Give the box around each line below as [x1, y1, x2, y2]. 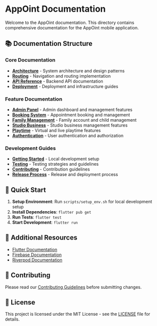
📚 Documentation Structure [5, 40, 93, 48]
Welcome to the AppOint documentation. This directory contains [5, 20, 135, 25]
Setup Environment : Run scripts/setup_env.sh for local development [12, 199, 153, 205]
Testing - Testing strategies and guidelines [12, 161, 99, 167]
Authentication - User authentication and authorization [12, 132, 124, 138]
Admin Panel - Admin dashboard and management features [12, 107, 133, 112]
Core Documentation [5, 57, 56, 64]
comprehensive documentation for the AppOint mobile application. [5, 24, 139, 30]
